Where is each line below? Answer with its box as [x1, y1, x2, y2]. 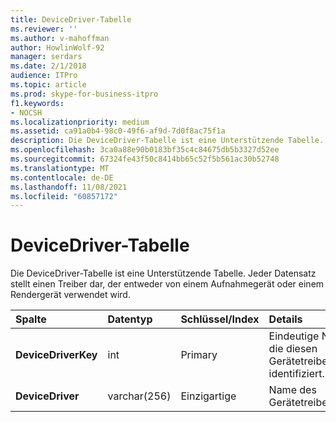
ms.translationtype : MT [10, 163, 110, 173]
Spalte [15, 312, 47, 326]
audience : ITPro [10, 71, 78, 81]
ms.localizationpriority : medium [10, 117, 150, 127]
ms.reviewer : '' [10, 24, 78, 34]
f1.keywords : [10, 98, 65, 108]
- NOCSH [10, 107, 43, 118]
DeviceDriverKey [15, 348, 98, 362]
